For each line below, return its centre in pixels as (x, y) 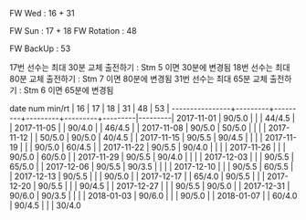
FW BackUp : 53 (40, 48)
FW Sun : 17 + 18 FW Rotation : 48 (73, 31)
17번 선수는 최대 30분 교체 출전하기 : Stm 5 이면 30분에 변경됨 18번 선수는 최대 (150, 67)
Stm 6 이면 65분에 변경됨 (69, 90)
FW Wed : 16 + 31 (42, 13)
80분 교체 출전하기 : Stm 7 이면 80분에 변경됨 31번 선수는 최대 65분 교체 (138, 79)
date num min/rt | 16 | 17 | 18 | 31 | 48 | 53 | (90, 108)
